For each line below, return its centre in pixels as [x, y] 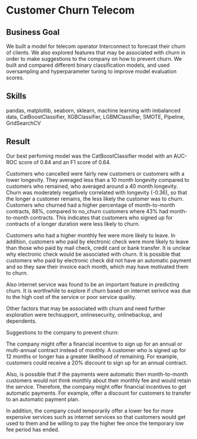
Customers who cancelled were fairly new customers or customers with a [95, 173]
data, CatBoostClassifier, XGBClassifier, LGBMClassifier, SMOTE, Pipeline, [96, 116]
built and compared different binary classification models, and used [88, 65]
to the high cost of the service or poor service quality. [71, 297]
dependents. [21, 321]
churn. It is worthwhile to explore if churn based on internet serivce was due [98, 291]
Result [18, 142]
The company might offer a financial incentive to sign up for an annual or [94, 344]
